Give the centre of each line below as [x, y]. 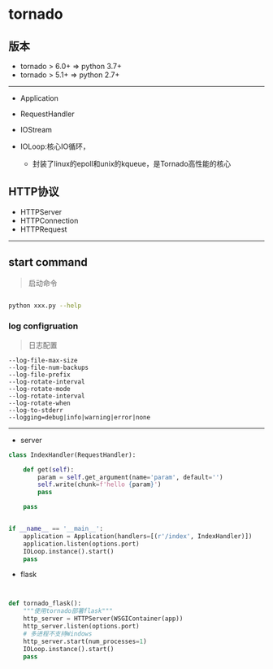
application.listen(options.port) [81, 544]
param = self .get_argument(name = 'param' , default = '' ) [130, 477]
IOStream [36, 130]
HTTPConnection [49, 220]
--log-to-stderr [36, 410]
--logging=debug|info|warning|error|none [80, 417]
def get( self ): [49, 469]
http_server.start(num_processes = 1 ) [85, 641]
